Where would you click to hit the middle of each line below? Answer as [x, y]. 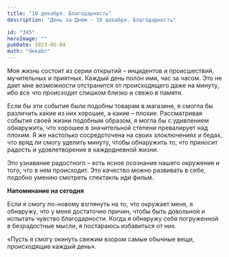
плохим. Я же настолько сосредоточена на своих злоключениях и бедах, [115, 135]
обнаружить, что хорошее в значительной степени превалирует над [108, 128]
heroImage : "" [27, 38]
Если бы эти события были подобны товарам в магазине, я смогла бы [110, 106]
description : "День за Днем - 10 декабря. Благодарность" [92, 20]
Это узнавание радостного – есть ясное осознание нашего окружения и [113, 163]
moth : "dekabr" [29, 51]
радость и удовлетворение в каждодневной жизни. [83, 149]
